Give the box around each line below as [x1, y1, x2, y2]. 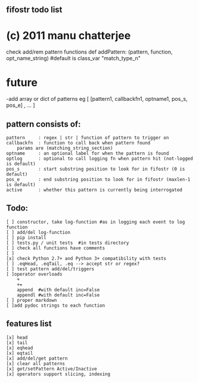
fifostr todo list [6, 5, 63, 15]
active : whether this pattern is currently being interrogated [6, 187, 183, 193]
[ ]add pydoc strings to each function [6, 302, 105, 308]
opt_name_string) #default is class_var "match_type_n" [6, 55, 141, 62]
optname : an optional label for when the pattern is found [6, 150, 169, 157]
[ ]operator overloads [6, 271, 63, 277]
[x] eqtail [6, 350, 33, 356]
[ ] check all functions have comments [6, 245, 105, 251]
